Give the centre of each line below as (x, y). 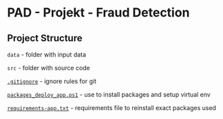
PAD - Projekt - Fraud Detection (98, 13)
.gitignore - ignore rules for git (52, 81)
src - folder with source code (49, 68)
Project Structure (45, 38)
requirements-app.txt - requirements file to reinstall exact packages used (112, 108)
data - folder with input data (47, 54)
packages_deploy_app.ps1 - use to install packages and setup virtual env (109, 95)
